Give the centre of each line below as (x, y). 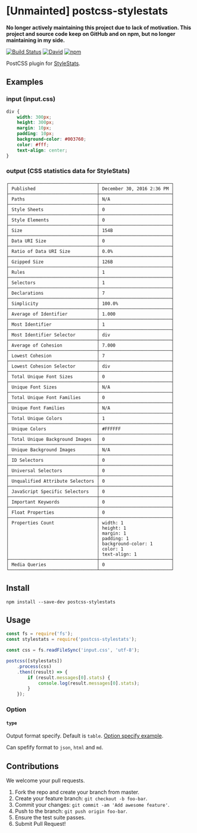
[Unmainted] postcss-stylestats (87, 11)
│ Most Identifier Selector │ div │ (90, 335)
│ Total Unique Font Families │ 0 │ (90, 397)
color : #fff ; (33, 144)
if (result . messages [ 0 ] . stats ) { (69, 678)
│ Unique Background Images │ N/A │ (90, 450)
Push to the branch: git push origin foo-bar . (71, 811)
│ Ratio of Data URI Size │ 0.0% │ (90, 251)
